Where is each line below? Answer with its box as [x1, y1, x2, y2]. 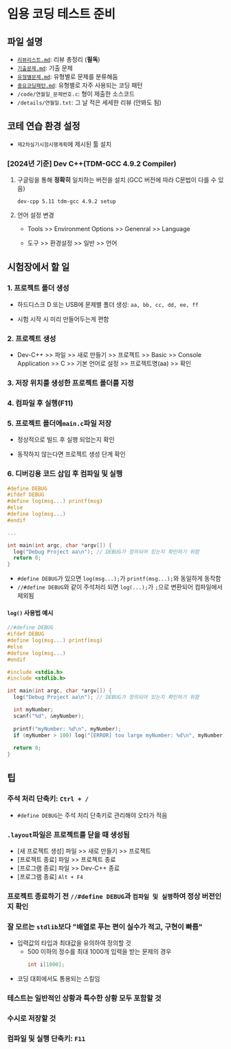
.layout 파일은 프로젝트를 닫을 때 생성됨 [7, 830, 130, 839]
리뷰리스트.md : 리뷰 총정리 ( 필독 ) [16, 56, 101, 63]
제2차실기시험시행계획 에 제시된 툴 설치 [16, 140, 112, 148]
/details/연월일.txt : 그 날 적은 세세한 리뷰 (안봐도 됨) [16, 98, 162, 107]
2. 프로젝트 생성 [7, 334, 56, 343]
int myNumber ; [13, 706, 54, 713]
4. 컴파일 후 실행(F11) [7, 398, 74, 408]
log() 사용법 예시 [7, 608, 54, 616]
